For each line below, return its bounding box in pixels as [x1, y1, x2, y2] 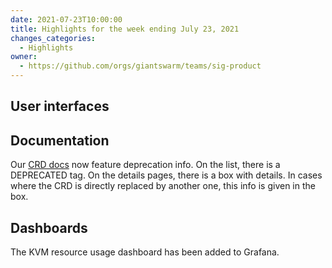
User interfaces [10, 98, 110, 115]
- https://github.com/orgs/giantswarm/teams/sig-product [19, 61, 262, 71]
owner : [10, 52, 38, 62]
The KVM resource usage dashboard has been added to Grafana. [10, 246, 280, 258]
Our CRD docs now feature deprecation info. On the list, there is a [10, 159, 281, 171]
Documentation [10, 132, 110, 149]
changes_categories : [10, 33, 97, 43]
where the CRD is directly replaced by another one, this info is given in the [10, 180, 316, 192]
